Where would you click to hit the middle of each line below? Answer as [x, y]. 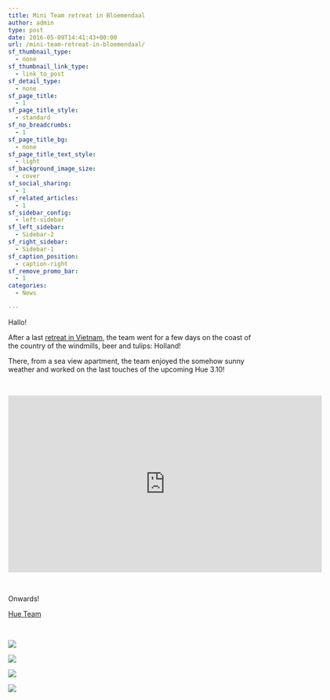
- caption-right [42, 264]
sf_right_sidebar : [38, 242]
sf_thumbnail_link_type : [49, 67]
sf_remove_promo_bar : [44, 271]
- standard [33, 118]
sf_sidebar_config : [40, 213]
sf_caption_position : [44, 256]
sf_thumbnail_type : [40, 52]
